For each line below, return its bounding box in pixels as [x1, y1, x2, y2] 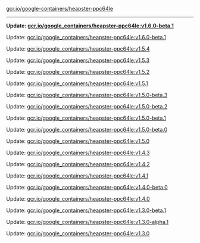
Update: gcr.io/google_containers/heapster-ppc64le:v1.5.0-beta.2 [6, 103, 168, 110]
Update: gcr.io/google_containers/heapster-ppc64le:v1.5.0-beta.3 [6, 92, 168, 98]
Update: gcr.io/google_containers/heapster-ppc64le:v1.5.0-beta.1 [6, 114, 167, 121]
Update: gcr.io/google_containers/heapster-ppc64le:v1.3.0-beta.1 [6, 207, 167, 214]
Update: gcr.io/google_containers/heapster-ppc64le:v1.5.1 [6, 80, 148, 87]
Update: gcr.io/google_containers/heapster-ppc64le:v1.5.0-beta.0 [6, 126, 168, 133]
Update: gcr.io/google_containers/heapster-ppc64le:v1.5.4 [6, 45, 150, 52]
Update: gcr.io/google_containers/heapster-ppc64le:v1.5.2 [6, 68, 150, 75]
